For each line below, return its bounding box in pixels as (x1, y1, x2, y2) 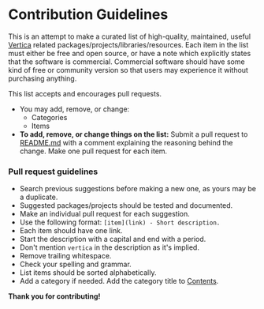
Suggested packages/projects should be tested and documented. (19, 201, 233, 210)
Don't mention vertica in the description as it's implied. (19, 243, 199, 252)
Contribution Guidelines (8, 6, 169, 24)
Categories (31, 112, 68, 122)
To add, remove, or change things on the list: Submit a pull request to (19, 129, 248, 139)
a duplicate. (19, 192, 58, 202)
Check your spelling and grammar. (19, 259, 132, 269)
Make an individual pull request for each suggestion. (19, 209, 191, 219)
